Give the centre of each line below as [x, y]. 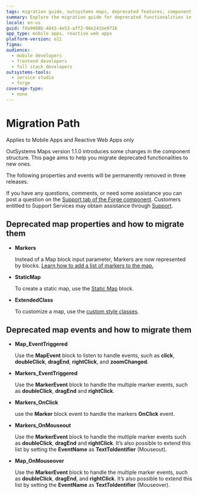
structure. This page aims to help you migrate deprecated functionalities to [97, 157]
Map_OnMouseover [39, 461]
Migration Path [43, 123]
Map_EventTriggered [41, 344]
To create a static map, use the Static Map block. [74, 288]
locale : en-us [24, 22]
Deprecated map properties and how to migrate [95, 225]
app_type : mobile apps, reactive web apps [59, 34]
